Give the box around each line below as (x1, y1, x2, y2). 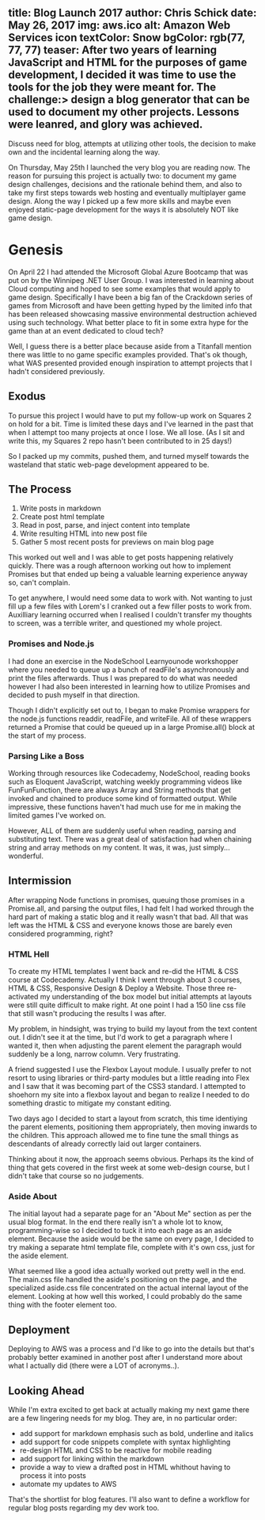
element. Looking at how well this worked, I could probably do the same (8, 1292, 243, 1301)
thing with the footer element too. (8, 1300, 117, 1310)
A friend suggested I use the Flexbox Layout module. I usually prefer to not (8, 1065, 252, 1075)
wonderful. (8, 851, 44, 861)
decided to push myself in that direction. (8, 689, 140, 700)
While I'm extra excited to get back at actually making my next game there (8, 1405, 250, 1414)
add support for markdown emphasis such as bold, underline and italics (19, 1429, 254, 1438)
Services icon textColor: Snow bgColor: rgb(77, (8, 31, 245, 44)
